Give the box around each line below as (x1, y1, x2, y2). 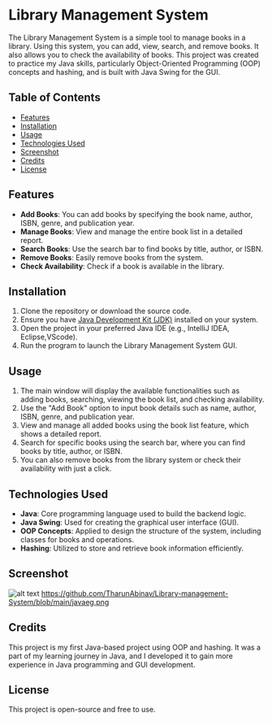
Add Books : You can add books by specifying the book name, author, (19, 209, 253, 219)
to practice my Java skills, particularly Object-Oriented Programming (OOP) (8, 59, 261, 68)
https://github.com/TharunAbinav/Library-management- (41, 588, 229, 598)
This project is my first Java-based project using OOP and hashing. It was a (8, 642, 261, 652)
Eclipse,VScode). (19, 332, 78, 342)
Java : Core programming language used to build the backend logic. (19, 509, 247, 518)
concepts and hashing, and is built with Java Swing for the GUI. (8, 67, 221, 76)
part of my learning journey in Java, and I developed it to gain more (8, 650, 234, 660)
